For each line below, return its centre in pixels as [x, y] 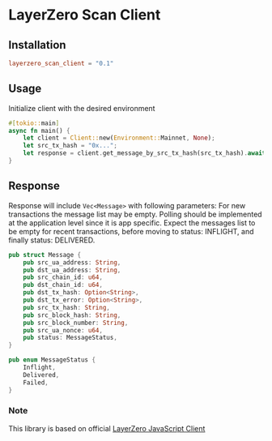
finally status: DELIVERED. [52, 240]
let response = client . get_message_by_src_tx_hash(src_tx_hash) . [136, 153]
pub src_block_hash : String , [72, 315]
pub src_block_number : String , [76, 323]
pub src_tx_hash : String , [67, 307]
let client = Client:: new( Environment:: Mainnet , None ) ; [119, 138]
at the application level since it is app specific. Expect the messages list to [132, 223]
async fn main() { [39, 131]
